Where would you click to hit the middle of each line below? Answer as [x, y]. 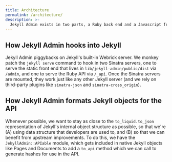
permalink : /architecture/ [34, 15]
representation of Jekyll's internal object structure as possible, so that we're [86, 127]
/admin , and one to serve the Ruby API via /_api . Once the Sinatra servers [83, 74]
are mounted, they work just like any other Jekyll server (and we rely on [81, 79]
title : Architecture [27, 10]
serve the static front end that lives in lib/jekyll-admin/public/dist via [81, 68]
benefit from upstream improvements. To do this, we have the [70, 137]
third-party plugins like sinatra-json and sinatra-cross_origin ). [73, 85]
